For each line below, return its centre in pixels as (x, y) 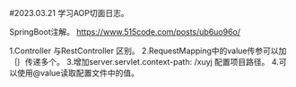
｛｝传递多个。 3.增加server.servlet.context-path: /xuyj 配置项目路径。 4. (144, 62)
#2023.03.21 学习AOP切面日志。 (69, 13)
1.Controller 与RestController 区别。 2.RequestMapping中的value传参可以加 (148, 51)
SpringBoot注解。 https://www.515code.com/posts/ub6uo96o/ (125, 32)
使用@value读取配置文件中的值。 (78, 73)
